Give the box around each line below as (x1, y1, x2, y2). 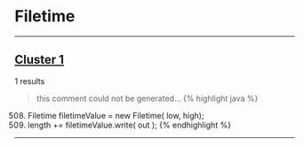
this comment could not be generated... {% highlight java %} (36, 93, 259, 104)
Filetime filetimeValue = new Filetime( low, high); (27, 110, 204, 120)
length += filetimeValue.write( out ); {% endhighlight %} (27, 120, 232, 130)
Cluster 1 (14, 52, 65, 67)
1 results (14, 75, 45, 86)
